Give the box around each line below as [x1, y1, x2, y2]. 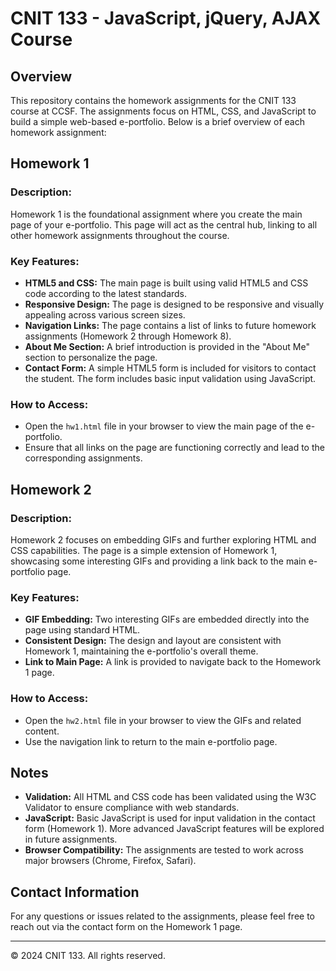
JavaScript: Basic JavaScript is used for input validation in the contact [24, 812, 316, 824]
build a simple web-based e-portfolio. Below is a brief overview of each [10, 116, 305, 127]
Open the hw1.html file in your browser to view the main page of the [24, 420, 304, 432]
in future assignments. [24, 833, 118, 846]
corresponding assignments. [24, 452, 143, 464]
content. [24, 725, 60, 737]
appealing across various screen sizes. [24, 308, 186, 321]
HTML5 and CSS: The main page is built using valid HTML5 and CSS [24, 277, 309, 289]
